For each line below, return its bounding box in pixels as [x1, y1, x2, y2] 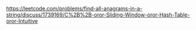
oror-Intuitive [6, 18, 38, 24]
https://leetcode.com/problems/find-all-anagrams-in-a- [6, 5, 143, 12]
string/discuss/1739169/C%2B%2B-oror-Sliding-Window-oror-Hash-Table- [6, 11, 190, 18]
